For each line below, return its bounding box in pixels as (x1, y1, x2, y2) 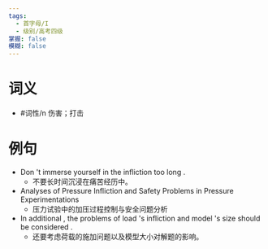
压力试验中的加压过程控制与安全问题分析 (32, 204, 168, 214)
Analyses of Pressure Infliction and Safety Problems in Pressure (19, 186, 234, 195)
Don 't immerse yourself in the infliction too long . (19, 168, 186, 177)
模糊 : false (8, 42, 46, 50)
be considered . (19, 222, 73, 232)
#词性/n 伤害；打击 (19, 108, 84, 118)
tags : (8, 11, 27, 20)
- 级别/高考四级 (15, 27, 63, 35)
